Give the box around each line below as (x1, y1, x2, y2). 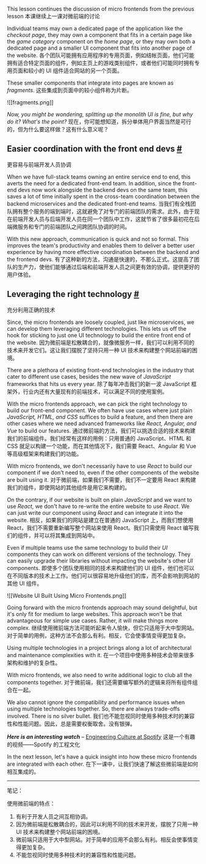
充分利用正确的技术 (7, 306, 56, 314)
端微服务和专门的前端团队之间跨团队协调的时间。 (7, 223, 130, 230)
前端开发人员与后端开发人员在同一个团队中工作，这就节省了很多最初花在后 (12, 215, 200, 223)
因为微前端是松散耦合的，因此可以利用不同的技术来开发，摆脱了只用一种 (15, 820, 198, 828)
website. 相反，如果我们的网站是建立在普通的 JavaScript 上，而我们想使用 (7, 516, 194, 523)
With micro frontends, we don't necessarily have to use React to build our (7, 462, 193, 469)
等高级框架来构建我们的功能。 (7, 450, 82, 457)
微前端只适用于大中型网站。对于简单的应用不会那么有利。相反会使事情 (15, 836, 193, 843)
